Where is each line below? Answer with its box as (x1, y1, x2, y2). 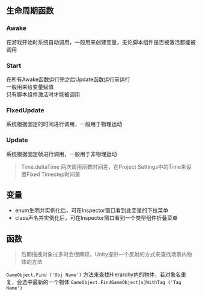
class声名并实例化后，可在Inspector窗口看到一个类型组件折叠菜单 (14, 214, 179, 222)
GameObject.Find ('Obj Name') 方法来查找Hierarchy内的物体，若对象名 (6, 271, 182, 278)
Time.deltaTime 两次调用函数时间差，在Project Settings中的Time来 (20, 163, 186, 170)
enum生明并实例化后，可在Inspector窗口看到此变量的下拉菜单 (14, 207, 169, 214)
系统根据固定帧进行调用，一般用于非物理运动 (6, 150, 117, 157)
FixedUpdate (6, 106, 44, 114)
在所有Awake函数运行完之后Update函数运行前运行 (6, 76, 130, 83)
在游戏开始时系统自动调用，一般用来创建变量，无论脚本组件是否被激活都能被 (6, 38, 196, 46)
